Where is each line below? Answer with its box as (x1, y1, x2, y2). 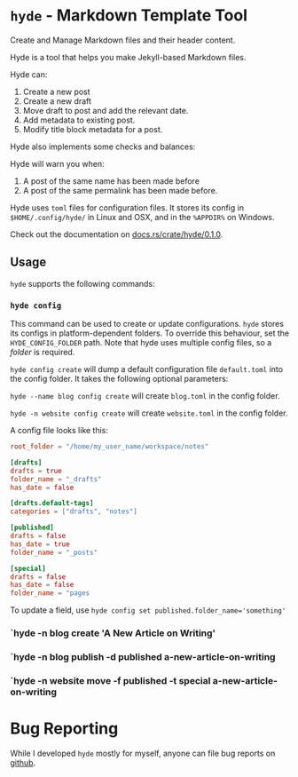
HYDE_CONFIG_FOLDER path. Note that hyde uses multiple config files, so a (10, 337, 272, 348)
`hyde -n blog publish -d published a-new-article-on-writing (10, 651, 276, 663)
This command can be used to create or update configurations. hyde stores (10, 319, 285, 329)
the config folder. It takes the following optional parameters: (10, 374, 229, 385)
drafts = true (10, 466, 63, 475)
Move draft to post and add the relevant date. (22, 105, 189, 115)
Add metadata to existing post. (22, 115, 136, 125)
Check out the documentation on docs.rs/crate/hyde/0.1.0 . (10, 228, 223, 240)
